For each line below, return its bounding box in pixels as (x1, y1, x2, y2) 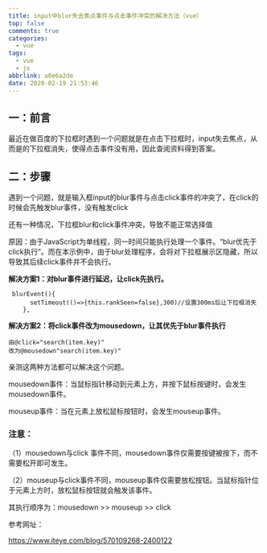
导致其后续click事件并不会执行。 (8, 257, 116, 266)
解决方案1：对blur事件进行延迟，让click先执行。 (8, 274, 169, 284)
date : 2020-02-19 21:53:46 (8, 79, 99, 87)
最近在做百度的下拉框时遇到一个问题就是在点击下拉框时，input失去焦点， (8, 134, 251, 143)
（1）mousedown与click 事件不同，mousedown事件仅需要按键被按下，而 (8, 448, 251, 458)
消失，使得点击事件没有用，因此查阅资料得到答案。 (50, 144, 220, 154)
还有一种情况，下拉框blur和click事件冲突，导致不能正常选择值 (8, 220, 213, 229)
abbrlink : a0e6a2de (8, 72, 74, 80)
